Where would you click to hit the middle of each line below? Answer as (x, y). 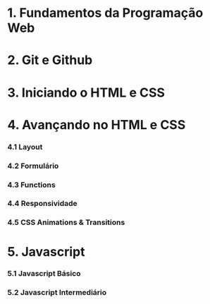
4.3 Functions (31, 185)
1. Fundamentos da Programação (105, 13)
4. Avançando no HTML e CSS (97, 124)
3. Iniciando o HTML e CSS (86, 92)
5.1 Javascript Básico (44, 274)
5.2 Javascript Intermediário (57, 293)
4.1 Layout (25, 147)
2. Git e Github (50, 60)
